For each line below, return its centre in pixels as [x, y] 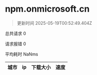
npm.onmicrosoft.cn [47, 9]
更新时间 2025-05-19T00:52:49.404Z [54, 23]
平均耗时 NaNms [22, 54]
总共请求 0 [16, 33]
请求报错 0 [16, 44]
